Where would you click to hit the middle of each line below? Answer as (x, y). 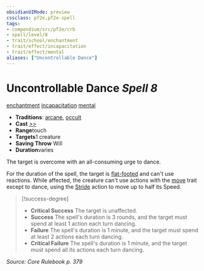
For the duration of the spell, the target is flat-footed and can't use (90, 173)
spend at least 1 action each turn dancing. (84, 223)
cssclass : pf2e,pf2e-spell (41, 18)
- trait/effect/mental (35, 52)
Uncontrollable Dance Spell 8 (82, 88)
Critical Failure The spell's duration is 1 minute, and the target (109, 243)
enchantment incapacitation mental (51, 105)
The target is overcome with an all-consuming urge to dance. (84, 162)
